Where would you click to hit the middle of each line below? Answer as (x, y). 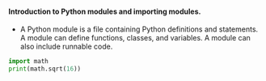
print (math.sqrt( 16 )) (45, 69)
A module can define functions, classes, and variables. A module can (135, 38)
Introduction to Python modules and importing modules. (105, 11)
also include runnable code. (66, 47)
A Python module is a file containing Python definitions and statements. (139, 29)
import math (28, 62)
